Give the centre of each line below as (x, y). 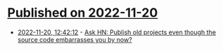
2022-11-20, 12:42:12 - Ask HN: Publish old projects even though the (117, 32)
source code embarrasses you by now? (75, 39)
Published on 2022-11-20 (83, 13)
